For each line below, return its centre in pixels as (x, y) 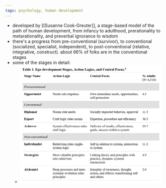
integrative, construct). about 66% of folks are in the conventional (80, 52)
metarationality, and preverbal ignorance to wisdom (65, 36)
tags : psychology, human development (44, 10)
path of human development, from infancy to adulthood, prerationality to (86, 30)
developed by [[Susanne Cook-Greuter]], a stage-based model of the (83, 25)
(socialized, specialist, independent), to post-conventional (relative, (81, 46)
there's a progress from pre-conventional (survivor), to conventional (82, 41)
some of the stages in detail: (41, 62)
